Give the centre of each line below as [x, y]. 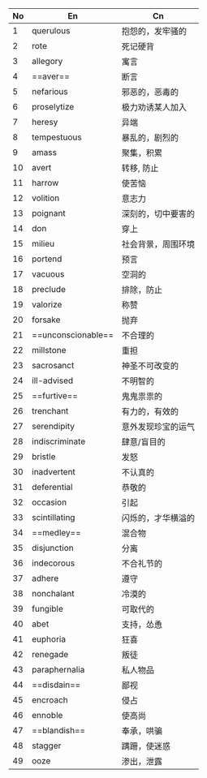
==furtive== [55, 395]
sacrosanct [53, 365]
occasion [50, 502]
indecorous [54, 563]
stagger [47, 746]
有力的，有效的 [150, 411]
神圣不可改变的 [150, 366]
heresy [45, 122]
